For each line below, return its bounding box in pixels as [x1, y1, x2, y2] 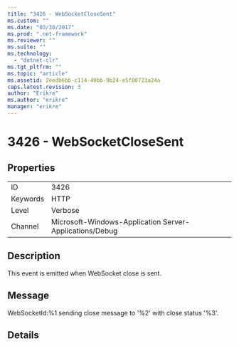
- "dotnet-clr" [14, 57, 59, 64]
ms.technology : [7, 51, 53, 58]
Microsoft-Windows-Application [51, 216, 161, 226]
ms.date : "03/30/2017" [7, 23, 75, 31]
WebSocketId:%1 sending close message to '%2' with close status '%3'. [7, 308, 219, 317]
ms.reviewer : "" [7, 37, 55, 44]
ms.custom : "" [7, 17, 50, 24]
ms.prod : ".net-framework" [7, 30, 87, 38]
